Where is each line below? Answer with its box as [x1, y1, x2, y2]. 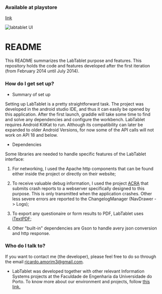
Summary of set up [12, 91, 51, 97]
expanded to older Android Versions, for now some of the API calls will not [5, 126, 154, 133]
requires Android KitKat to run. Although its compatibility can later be [5, 122, 144, 127]
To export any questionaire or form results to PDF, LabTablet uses [12, 210, 144, 216]
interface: [5, 156, 24, 162]
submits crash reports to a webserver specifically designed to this [12, 185, 145, 191]
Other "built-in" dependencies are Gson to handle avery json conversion [12, 225, 157, 231]
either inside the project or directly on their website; [12, 170, 116, 177]
